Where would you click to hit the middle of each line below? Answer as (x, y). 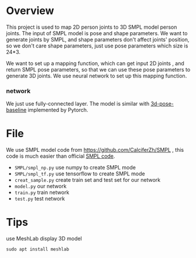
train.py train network (42, 192)
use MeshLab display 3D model (44, 239)
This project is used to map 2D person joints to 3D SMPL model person (92, 27)
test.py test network (40, 199)
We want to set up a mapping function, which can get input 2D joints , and (95, 63)
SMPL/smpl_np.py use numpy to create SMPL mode (75, 168)
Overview (30, 11)
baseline (16, 110)
